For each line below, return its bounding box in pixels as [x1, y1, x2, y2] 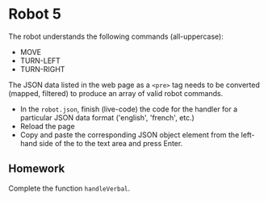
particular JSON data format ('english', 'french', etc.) [19, 112, 195, 122]
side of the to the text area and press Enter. [39, 138, 183, 148]
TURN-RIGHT [19, 64, 65, 73]
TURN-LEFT [19, 56, 61, 65]
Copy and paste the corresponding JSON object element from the [19, 130, 240, 140]
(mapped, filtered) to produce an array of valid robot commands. [8, 88, 224, 98]
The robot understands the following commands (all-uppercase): [8, 31, 224, 41]
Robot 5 [8, 5, 62, 23]
